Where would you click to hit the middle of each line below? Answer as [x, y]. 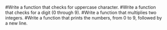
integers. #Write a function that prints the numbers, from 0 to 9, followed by [83, 18]
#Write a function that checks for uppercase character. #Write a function [80, 7]
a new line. [16, 23]
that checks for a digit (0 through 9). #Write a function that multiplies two [81, 12]
